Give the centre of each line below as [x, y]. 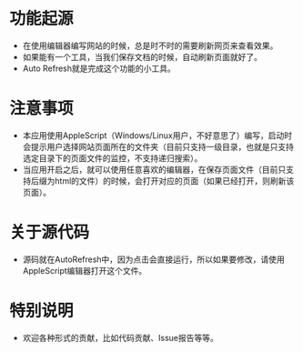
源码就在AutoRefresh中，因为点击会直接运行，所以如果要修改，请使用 [153, 259]
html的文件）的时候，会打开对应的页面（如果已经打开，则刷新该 [174, 181]
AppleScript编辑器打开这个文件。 [85, 270]
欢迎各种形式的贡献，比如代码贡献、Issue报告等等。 [120, 337]
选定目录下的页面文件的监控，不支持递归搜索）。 [112, 158]
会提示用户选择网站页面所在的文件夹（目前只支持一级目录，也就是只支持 [158, 146]
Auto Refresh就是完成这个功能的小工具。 [99, 68]
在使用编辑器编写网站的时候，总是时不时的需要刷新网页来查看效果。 [150, 45]
